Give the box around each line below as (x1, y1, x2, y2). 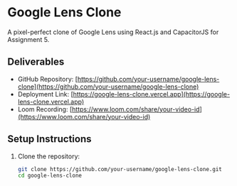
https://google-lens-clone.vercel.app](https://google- (73, 89, 230, 98)
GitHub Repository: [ (17, 75, 78, 83)
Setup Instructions (7, 133, 92, 146)
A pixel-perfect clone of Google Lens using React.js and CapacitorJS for (7, 28, 219, 36)
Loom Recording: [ (17, 104, 73, 114)
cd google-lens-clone (17, 172, 82, 180)
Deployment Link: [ (17, 89, 73, 98)
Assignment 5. (7, 35, 50, 43)
